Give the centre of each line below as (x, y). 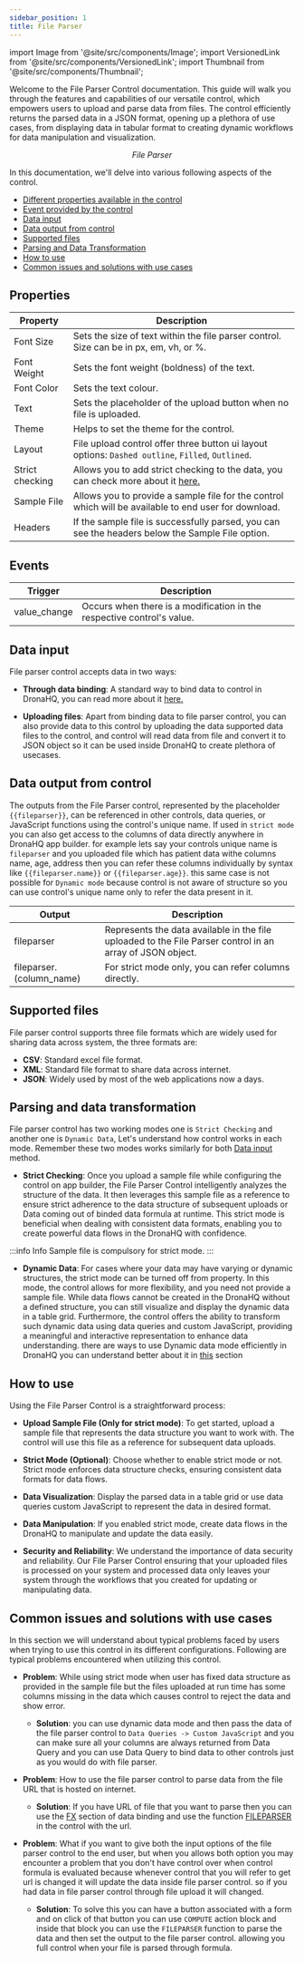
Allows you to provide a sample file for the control (178, 496)
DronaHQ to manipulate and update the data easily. (118, 1534)
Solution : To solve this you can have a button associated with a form (164, 1909)
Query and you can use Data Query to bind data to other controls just (165, 1752)
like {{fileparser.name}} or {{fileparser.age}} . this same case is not (139, 872)
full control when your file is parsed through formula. (134, 1947)
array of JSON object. (151, 952)
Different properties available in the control (102, 199)
